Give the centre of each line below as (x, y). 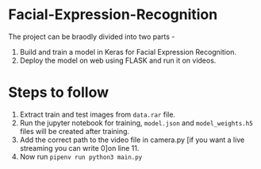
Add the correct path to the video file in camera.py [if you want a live (132, 140)
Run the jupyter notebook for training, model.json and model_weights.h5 (136, 123)
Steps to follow (59, 92)
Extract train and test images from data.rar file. (98, 114)
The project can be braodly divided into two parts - (92, 36)
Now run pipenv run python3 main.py (81, 156)
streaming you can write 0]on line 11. (79, 148)
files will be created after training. (74, 131)
